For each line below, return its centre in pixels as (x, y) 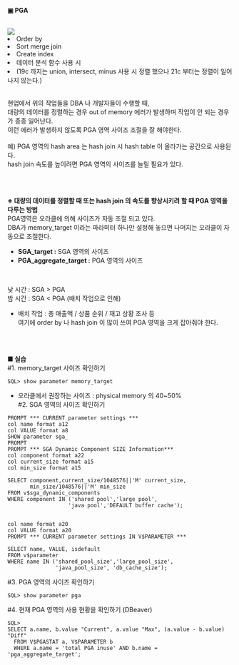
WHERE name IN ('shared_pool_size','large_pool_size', (91, 562)
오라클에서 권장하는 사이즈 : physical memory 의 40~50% (100, 396)
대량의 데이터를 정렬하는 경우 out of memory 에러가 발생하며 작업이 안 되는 (112, 112)
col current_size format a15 (51, 462)
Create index (35, 54)
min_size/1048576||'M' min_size (78, 487)
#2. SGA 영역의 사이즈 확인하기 (61, 405)
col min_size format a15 (44, 468)
